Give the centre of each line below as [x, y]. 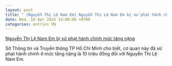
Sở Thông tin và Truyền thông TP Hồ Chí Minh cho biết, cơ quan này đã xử [84, 48]
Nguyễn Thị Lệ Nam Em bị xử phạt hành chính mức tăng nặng [70, 39]
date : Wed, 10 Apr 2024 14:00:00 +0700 [48, 19]
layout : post [19, 10]
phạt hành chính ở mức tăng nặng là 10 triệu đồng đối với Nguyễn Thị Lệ [81, 54]
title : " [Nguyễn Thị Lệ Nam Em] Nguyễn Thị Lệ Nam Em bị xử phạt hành [83, 15]
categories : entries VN [31, 24]
